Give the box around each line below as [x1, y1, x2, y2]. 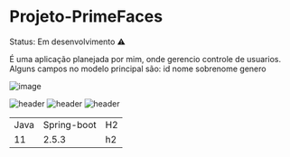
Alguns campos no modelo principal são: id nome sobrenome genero [9, 63, 267, 74]
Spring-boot [42, 118, 97, 131]
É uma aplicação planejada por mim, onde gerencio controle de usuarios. [9, 53, 282, 64]
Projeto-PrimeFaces [9, 6, 164, 27]
